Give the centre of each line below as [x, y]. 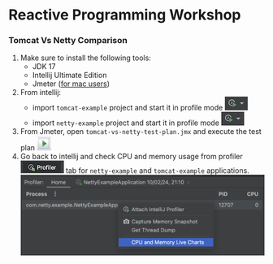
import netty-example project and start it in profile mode [126, 123]
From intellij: [41, 93]
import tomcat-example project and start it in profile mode [128, 108]
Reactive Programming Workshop [125, 15]
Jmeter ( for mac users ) [71, 84]
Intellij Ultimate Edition [69, 76]
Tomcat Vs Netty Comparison [68, 41]
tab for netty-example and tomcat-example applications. [157, 171]
